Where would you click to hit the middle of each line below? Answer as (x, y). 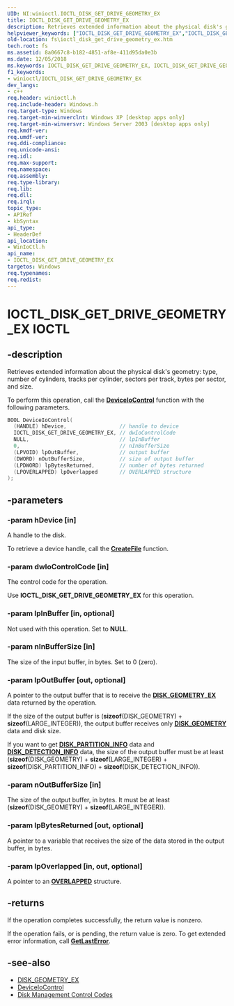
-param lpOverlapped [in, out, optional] (75, 866)
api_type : (22, 227)
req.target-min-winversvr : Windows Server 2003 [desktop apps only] (109, 124)
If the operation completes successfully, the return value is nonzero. (105, 920)
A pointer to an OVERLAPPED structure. (64, 881)
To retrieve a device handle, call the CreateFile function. (88, 548)
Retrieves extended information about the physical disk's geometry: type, (112, 371)
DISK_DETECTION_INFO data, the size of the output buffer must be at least (116, 752)
